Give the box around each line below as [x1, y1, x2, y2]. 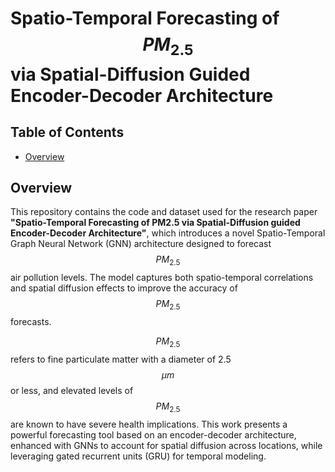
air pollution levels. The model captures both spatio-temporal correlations [10, 272, 314, 284]
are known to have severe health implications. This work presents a [10, 418, 288, 430]
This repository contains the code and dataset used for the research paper [10, 206, 318, 218]
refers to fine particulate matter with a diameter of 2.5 [10, 353, 232, 365]
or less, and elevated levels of [10, 384, 134, 396]
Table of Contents [10, 124, 125, 141]
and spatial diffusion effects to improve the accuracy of [10, 282, 238, 294]
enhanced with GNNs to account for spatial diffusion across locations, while [10, 439, 323, 451]
